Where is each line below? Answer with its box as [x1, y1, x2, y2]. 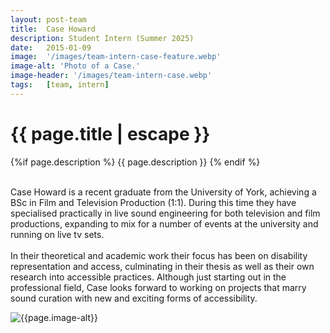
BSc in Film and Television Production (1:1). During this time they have [10, 196, 297, 208]
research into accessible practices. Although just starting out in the [10, 271, 287, 283]
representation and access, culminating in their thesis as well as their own [10, 260, 315, 272]
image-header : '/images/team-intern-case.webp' [10, 71, 213, 81]
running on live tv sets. [10, 228, 105, 240]
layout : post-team [10, 14, 87, 25]
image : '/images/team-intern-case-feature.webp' [10, 52, 222, 62]
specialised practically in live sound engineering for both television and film [10, 207, 321, 219]
